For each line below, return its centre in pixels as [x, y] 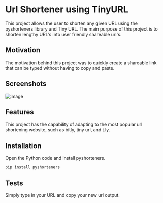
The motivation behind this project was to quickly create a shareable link [81, 63]
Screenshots [26, 84]
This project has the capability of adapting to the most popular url [74, 124]
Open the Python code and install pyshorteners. [55, 158]
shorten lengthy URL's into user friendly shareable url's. [63, 34]
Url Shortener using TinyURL [67, 9]
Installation [23, 146]
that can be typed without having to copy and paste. [60, 68]
